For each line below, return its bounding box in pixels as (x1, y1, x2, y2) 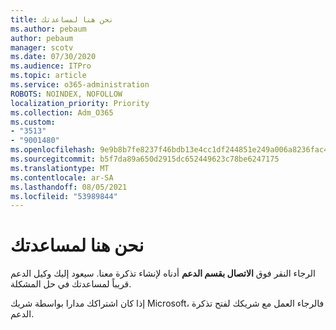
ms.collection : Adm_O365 (10, 107, 114, 118)
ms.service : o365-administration (10, 80, 150, 90)
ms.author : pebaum (10, 24, 87, 34)
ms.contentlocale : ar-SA (10, 172, 114, 183)
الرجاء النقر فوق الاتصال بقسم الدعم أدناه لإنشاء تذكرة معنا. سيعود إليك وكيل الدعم (10, 267, 316, 280)
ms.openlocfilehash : (10, 145, 97, 155)
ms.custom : (10, 117, 56, 127)
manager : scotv (10, 42, 74, 53)
